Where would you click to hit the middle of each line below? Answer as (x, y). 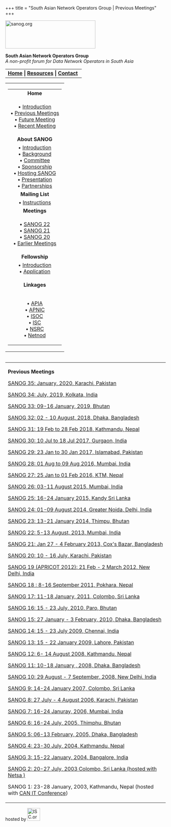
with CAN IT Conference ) (38, 793)
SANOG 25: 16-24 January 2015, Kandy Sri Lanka (69, 498)
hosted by (16, 819)
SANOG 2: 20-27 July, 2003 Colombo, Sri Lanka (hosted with (82, 769)
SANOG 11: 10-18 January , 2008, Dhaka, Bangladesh (74, 665)
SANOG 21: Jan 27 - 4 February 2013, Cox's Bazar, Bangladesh (85, 544)
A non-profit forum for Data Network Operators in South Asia (69, 61)
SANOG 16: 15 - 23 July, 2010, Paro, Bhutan (62, 608)
